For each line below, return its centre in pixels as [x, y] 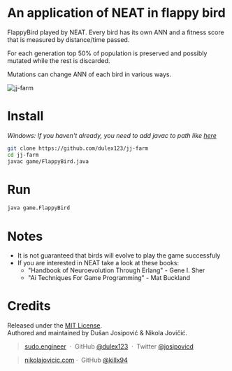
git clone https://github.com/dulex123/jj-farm [78, 148]
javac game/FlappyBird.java [48, 161]
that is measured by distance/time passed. [68, 39]
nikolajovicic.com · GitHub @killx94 [76, 360]
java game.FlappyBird [39, 208]
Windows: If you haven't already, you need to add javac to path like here [112, 135]
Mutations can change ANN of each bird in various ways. [89, 74]
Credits [29, 306]
